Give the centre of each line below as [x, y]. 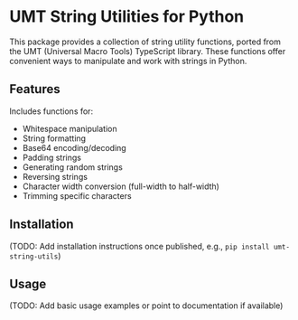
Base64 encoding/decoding [74, 147]
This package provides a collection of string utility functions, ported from [145, 42]
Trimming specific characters [77, 195]
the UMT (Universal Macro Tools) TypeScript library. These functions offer [148, 51]
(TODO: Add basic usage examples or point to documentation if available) [146, 306]
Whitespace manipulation [70, 128]
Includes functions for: [51, 111]
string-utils [34, 256]
